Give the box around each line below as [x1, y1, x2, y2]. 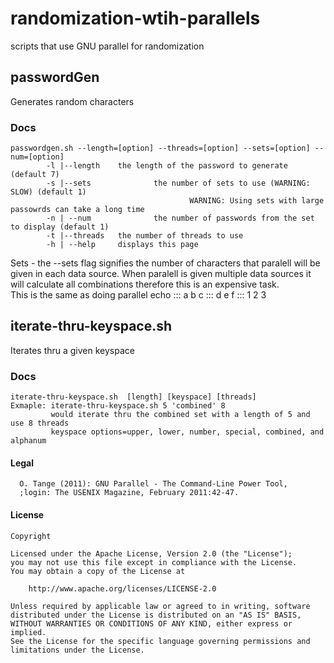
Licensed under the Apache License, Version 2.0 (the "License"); [10, 548, 293, 559]
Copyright [10, 531, 52, 541]
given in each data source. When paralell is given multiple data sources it [10, 268, 312, 280]
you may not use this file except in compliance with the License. [10, 557, 298, 567]
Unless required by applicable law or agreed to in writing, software [10, 601, 311, 611]
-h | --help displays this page [46, 240, 199, 250]
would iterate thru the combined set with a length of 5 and [50, 410, 311, 420]
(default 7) [10, 170, 60, 180]
